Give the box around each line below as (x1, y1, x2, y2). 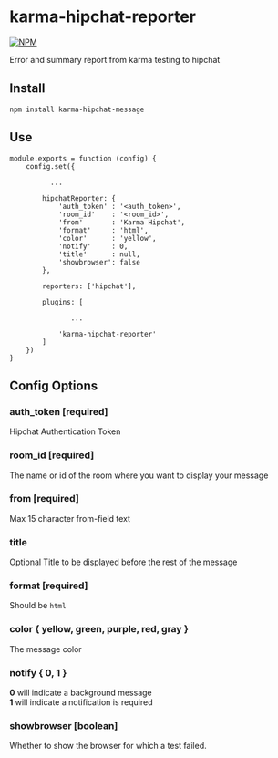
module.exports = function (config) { (9, 153, 157, 163)
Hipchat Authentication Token (9, 426, 121, 437)
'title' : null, (57, 249, 141, 259)
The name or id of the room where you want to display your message (9, 470, 269, 481)
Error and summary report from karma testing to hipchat (9, 54, 221, 65)
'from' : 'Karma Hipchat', (57, 217, 185, 227)
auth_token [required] (9, 405, 108, 418)
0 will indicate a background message (9, 687, 152, 699)
